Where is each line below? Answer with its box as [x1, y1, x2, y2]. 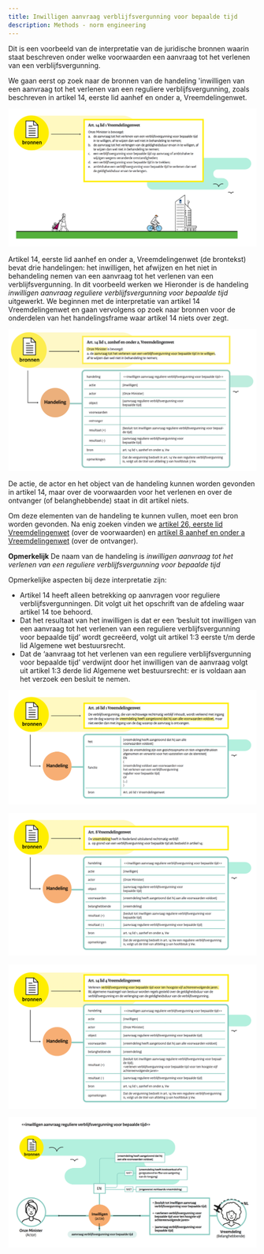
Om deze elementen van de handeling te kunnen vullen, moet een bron [8, 511, 239, 520]
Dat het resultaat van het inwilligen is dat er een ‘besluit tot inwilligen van [19, 616, 256, 625]
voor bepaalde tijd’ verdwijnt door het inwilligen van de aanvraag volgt [19, 657, 248, 667]
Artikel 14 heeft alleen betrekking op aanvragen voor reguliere [19, 590, 221, 600]
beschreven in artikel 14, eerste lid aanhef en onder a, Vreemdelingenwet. [8, 92, 247, 102]
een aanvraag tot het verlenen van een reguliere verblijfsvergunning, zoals [8, 84, 250, 94]
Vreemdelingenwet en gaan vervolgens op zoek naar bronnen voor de [8, 305, 236, 314]
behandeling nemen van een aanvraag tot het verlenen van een [8, 271, 214, 280]
